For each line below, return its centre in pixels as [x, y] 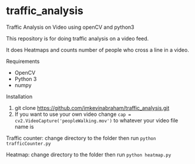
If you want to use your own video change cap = [73, 114]
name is [24, 126]
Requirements [23, 61]
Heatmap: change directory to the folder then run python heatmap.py [89, 155]
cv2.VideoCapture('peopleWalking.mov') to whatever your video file [96, 120]
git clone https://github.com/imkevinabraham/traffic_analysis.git [92, 108]
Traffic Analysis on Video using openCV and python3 [70, 27]
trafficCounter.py [28, 143]
